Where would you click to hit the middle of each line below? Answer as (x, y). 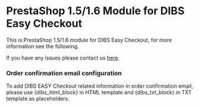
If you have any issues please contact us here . (63, 58)
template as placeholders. (38, 99)
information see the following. (42, 46)
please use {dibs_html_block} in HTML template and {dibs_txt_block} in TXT (99, 93)
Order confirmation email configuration (64, 73)
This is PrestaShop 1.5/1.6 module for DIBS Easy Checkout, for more (89, 40)
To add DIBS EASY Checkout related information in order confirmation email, (99, 86)
